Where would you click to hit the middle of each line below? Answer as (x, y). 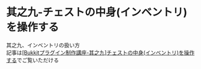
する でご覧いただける (32, 60)
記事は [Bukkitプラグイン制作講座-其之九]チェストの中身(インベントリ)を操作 (100, 52)
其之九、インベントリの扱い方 (43, 45)
